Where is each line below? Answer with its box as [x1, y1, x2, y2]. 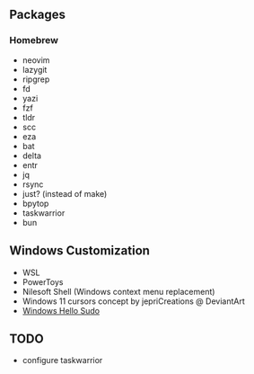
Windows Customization [9, 243, 151, 259]
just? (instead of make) [22, 188, 108, 199]
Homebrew [9, 34, 58, 47]
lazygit [22, 64, 48, 75]
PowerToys [22, 276, 64, 287]
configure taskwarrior [22, 355, 103, 366]
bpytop [22, 198, 49, 209]
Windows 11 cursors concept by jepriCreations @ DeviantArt [22, 296, 245, 307]
